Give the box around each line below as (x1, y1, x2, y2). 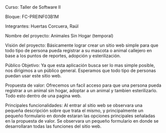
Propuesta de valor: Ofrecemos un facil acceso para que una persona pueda (5, 82, 162, 88)
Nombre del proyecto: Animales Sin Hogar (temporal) (5, 33, 114, 38)
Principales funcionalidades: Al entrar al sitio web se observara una (5, 102, 143, 108)
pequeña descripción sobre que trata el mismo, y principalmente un (5, 108, 144, 113)
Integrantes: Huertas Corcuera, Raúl (5, 23, 79, 29)
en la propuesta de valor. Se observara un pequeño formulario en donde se (5, 118, 159, 124)
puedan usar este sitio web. (5, 73, 62, 78)
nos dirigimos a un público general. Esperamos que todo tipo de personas (5, 67, 156, 73)
